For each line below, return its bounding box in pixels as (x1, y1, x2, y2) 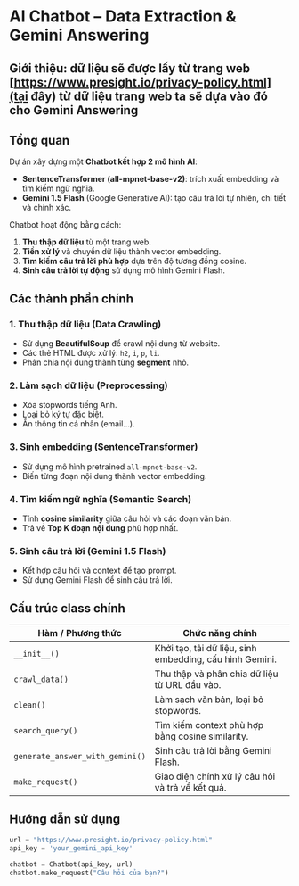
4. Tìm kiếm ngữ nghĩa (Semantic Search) (9, 493, 192, 505)
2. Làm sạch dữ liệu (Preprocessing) (9, 379, 168, 392)
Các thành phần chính (9, 291, 134, 306)
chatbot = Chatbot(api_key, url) (9, 859, 133, 869)
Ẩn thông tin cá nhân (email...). (21, 418, 135, 429)
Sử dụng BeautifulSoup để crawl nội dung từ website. (21, 338, 221, 349)
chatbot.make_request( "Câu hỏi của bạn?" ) (9, 868, 169, 877)
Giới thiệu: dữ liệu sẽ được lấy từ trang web (9, 61, 251, 76)
